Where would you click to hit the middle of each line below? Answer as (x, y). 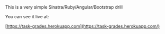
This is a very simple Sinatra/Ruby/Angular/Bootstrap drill (64, 7)
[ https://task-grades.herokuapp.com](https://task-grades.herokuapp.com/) (82, 26)
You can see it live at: (27, 17)
